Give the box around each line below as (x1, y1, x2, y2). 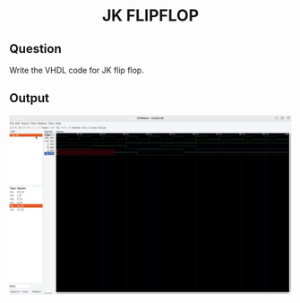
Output (9, 91, 49, 106)
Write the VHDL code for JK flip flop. (9, 65, 145, 75)
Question (9, 41, 62, 56)
